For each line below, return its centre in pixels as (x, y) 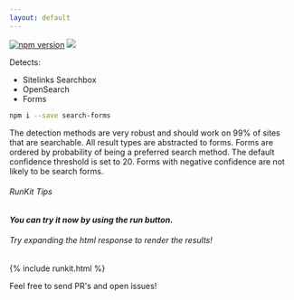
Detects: (25, 62)
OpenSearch (46, 89)
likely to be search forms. (57, 171)
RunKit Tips (31, 192)
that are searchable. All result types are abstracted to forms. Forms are (142, 142)
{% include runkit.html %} (57, 268)
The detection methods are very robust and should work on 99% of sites (145, 133)
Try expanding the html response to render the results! (111, 240)
